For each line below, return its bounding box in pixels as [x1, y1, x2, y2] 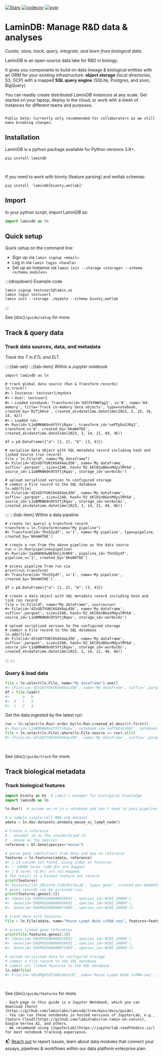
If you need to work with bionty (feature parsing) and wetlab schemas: [5, 173, 146, 180]
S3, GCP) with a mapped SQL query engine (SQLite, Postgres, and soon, [5, 77, 150, 83]
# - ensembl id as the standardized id [5, 833, 86, 838]
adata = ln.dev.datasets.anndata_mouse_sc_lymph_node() [5, 820, 120, 825]
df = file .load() [5, 689, 40, 695]
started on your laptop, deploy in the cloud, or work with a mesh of [5, 97, 138, 103]
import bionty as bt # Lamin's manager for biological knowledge [5, 793, 142, 798]
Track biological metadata [5, 767, 86, 776]
